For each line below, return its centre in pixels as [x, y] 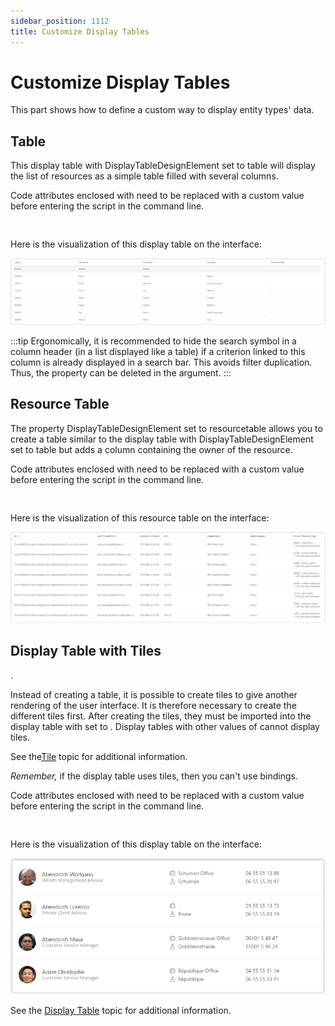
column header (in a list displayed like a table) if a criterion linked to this [158, 352]
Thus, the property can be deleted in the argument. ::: [121, 373]
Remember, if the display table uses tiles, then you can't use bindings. [154, 776]
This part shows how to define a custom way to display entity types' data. [162, 110]
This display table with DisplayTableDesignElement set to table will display [163, 166]
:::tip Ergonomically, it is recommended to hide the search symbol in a [153, 341]
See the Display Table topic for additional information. [121, 1011]
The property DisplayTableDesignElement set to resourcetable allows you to [166, 428]
